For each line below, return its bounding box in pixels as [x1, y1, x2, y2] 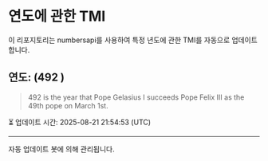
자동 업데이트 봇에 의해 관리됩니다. [8, 144, 115, 154]
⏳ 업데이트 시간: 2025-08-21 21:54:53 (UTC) [8, 117, 152, 127]
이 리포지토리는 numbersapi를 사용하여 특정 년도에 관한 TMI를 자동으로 [8, 35, 231, 45]
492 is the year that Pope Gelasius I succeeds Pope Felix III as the [27, 92, 245, 102]
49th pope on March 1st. [27, 100, 109, 110]
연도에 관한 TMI [8, 7, 106, 26]
